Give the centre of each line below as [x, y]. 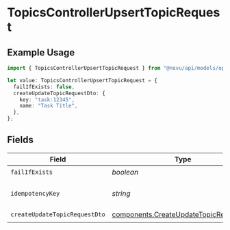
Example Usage [41, 52]
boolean [125, 172]
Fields [21, 140]
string [122, 193]
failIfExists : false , [44, 87]
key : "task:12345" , [47, 100]
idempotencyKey [35, 193]
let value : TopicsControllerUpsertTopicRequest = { [82, 80]
